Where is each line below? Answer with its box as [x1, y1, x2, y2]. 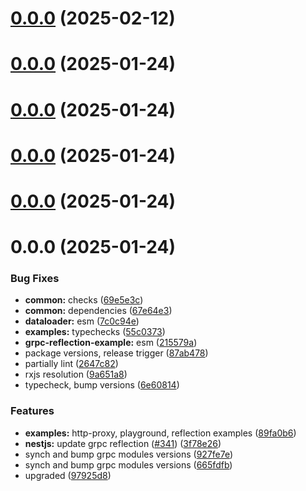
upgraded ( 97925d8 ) [24, 469, 112, 481]
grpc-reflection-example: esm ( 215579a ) [24, 337, 198, 349]
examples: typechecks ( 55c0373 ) [24, 326, 166, 338]
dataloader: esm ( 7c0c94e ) [24, 315, 140, 327]
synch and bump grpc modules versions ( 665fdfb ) [24, 458, 233, 471]
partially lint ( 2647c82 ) [24, 358, 119, 370]
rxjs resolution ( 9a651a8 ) [24, 368, 128, 381]
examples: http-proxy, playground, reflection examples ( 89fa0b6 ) [24, 427, 297, 439]
